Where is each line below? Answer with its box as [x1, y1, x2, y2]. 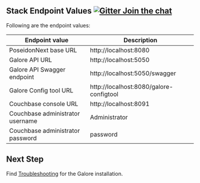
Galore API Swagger [9, 65, 65, 73]
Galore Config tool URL [9, 86, 74, 94]
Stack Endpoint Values [6, 6, 92, 16]
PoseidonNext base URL [9, 46, 77, 54]
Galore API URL [9, 55, 52, 64]
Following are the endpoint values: [6, 21, 90, 29]
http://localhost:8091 [90, 100, 150, 108]
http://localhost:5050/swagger [90, 69, 177, 77]
